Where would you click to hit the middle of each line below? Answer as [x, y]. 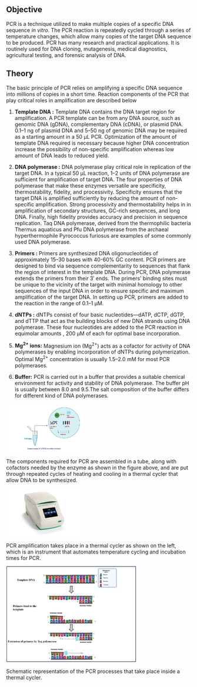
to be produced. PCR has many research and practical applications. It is [93, 42]
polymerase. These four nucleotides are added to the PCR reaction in [98, 327]
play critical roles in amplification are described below [71, 100]
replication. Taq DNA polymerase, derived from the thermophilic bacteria [103, 223]
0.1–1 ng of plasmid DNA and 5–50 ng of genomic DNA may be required [101, 130]
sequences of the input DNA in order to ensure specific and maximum [99, 291]
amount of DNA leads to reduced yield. [62, 155]
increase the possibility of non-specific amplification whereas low [94, 149]
